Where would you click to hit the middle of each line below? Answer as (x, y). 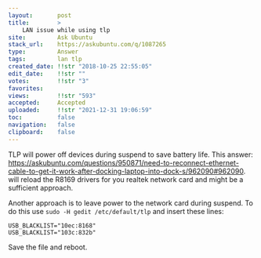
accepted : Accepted (47, 103)
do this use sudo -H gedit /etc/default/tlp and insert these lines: (116, 211)
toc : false (42, 118)
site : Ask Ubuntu (50, 37)
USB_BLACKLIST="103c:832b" (52, 232)
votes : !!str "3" (49, 81)
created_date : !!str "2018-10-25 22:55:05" (80, 67)
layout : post (40, 15)
